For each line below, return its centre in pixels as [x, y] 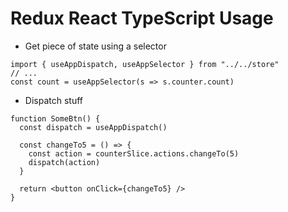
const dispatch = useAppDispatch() [93, 127]
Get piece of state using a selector [95, 46]
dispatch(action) [64, 162]
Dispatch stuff [53, 100]
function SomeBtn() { [55, 118]
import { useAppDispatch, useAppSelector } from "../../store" [145, 64]
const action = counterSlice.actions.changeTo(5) [134, 153]
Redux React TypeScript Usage [142, 18]
